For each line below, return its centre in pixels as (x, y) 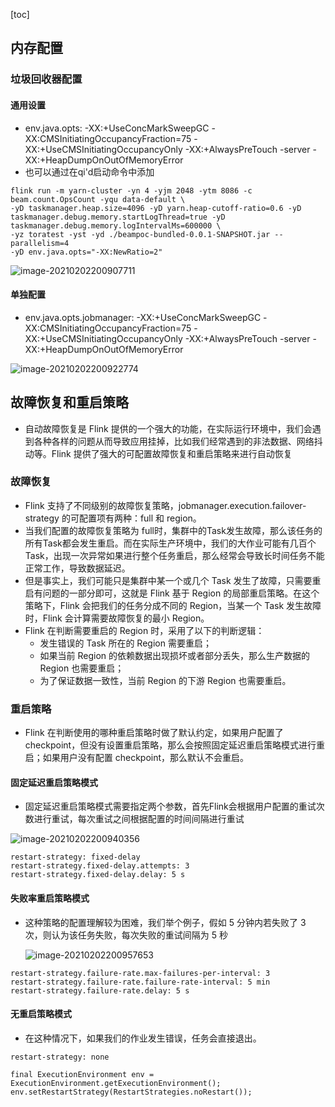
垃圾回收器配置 (46, 79)
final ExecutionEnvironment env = (82, 1074)
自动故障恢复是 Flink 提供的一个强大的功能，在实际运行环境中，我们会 (168, 428)
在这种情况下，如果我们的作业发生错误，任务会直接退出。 (143, 1038)
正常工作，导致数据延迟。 (77, 568)
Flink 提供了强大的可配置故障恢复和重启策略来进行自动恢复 (172, 453)
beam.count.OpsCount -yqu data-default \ (98, 199)
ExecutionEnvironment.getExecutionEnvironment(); (116, 1083)
